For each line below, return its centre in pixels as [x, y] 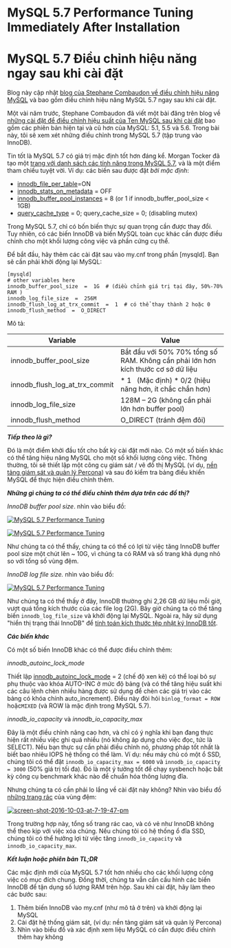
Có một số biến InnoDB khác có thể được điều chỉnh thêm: [90, 650]
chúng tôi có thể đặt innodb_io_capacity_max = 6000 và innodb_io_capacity [114, 762]
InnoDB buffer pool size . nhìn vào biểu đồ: [67, 506]
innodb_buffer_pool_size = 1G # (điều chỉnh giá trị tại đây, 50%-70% [115, 287]
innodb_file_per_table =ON [54, 184]
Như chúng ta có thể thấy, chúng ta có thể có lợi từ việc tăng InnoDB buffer [113, 546]
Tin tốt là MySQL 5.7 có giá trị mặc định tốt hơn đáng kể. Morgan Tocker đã [113, 156]
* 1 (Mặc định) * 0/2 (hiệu [165, 380]
